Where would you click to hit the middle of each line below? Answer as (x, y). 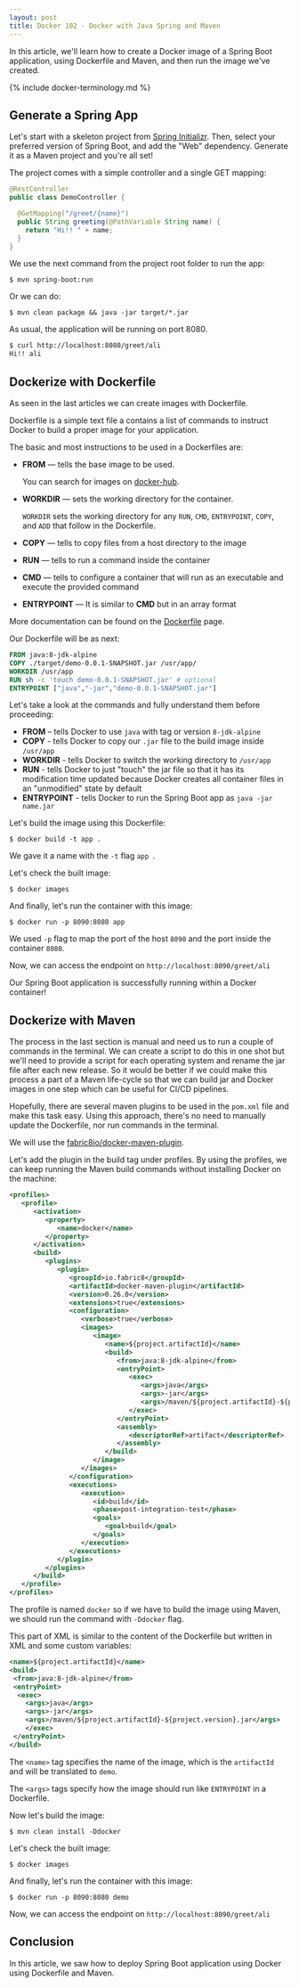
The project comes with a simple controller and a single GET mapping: (138, 173)
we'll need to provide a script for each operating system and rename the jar (147, 1061)
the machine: (33, 1179)
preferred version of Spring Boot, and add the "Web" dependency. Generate (149, 146)
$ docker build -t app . (55, 839)
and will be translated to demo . (64, 1771)
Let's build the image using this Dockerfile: (88, 823)
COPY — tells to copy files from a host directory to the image (134, 543)
